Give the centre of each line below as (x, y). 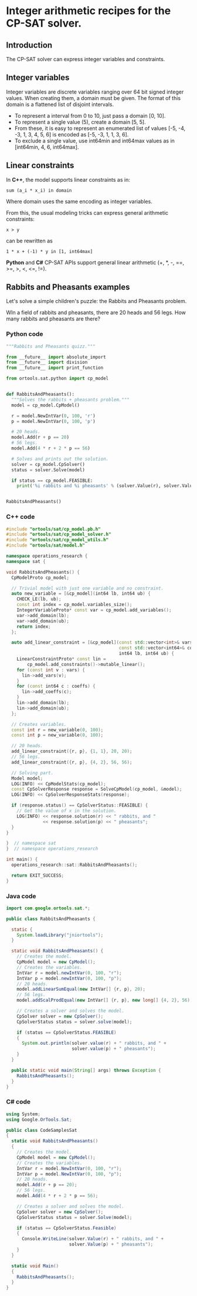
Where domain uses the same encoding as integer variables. (79, 201)
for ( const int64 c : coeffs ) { (56, 687)
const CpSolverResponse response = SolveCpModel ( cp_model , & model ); (97, 789)
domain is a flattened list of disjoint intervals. (60, 104)
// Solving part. (33, 773)
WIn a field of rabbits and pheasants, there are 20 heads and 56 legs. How (96, 312)
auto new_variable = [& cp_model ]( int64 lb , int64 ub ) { (81, 594)
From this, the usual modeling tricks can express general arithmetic (87, 212)
